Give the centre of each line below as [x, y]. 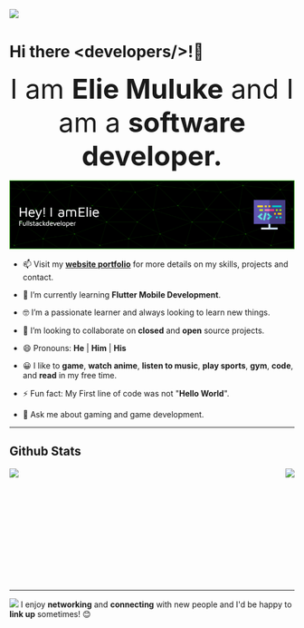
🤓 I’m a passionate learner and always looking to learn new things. [146, 312]
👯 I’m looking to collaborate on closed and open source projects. [143, 330]
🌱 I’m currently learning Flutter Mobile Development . [122, 294]
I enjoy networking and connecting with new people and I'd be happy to [156, 604]
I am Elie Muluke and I [152, 88]
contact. [38, 277]
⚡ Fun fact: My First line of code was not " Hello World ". [126, 393]
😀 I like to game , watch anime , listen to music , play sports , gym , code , [158, 365]
